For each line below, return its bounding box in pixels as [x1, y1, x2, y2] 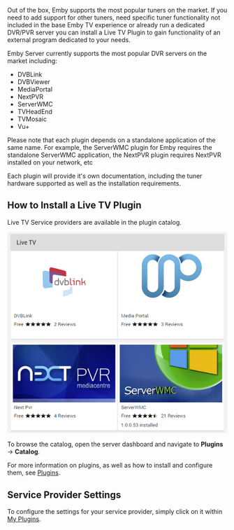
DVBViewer [17, 78, 50, 86]
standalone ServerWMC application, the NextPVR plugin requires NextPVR [7, 151, 221, 159]
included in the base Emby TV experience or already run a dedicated [7, 21, 205, 29]
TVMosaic [17, 115, 47, 123]
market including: [7, 57, 57, 65]
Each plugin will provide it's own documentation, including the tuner [7, 172, 203, 180]
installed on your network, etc [7, 158, 93, 167]
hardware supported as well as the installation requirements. [7, 179, 182, 188]
